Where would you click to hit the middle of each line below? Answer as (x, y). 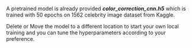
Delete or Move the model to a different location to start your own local (92, 26)
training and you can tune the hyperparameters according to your (86, 33)
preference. (20, 39)
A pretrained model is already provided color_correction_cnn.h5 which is (96, 9)
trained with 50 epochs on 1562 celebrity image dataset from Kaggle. (91, 15)
